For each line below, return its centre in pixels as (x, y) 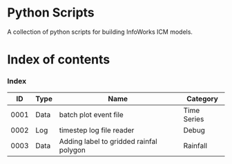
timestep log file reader (97, 130)
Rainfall (195, 146)
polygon (72, 150)
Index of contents (59, 60)
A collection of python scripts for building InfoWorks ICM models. (100, 32)
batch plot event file (91, 115)
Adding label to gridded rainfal (108, 141)
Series (194, 119)
